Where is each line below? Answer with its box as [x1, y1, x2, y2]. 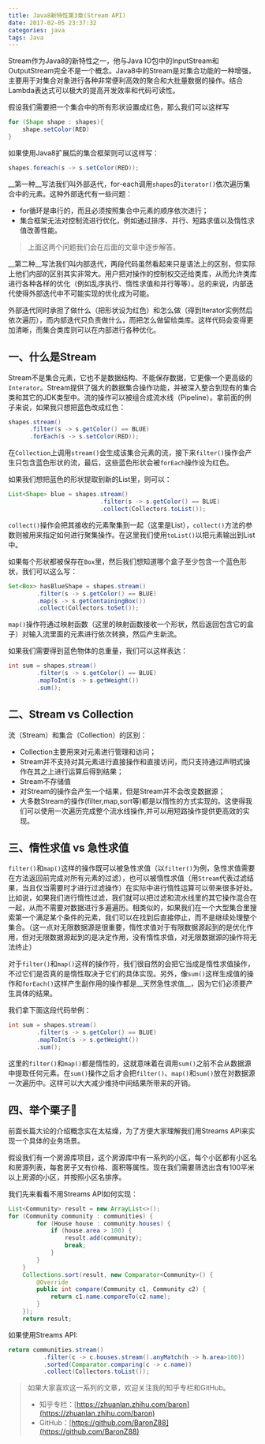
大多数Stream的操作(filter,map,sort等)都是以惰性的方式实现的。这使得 [19, 796, 246, 805]
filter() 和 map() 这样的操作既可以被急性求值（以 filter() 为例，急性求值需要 [8, 864, 256, 873]
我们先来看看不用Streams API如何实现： [8, 1188, 138, 1199]
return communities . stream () [8, 1345, 104, 1353]
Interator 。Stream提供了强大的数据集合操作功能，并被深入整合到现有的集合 [8, 382, 257, 392]
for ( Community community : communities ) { [8, 1212, 154, 1220]
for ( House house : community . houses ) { [36, 1219, 171, 1227]
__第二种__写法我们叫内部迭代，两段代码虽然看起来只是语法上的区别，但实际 [8, 259, 256, 268]
